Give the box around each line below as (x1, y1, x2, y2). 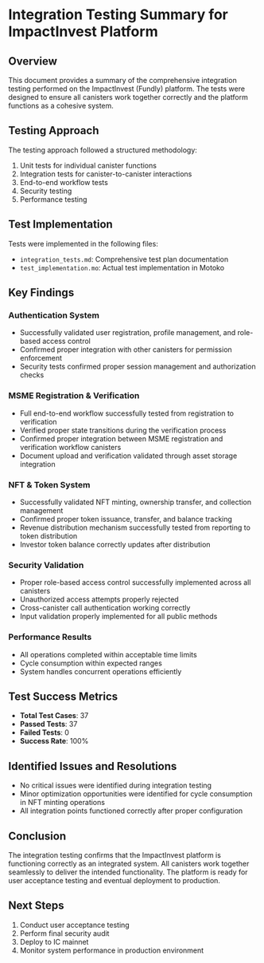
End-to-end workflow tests (19, 177, 109, 187)
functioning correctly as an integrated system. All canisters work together (8, 858, 250, 868)
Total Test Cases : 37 (19, 711, 89, 720)
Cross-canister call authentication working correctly (19, 603, 191, 613)
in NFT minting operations (19, 798, 106, 807)
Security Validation (8, 559, 84, 570)
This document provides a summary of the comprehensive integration (8, 76, 237, 85)
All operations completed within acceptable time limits (19, 649, 197, 659)
